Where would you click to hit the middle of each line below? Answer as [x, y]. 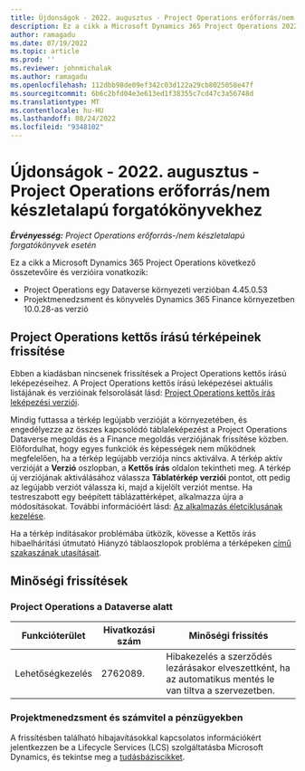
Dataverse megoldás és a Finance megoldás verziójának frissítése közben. [149, 439]
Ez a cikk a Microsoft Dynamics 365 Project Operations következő [133, 262]
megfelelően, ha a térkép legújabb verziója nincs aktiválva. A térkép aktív [147, 458]
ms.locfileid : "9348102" [57, 128]
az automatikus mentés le [220, 680]
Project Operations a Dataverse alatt [91, 607]
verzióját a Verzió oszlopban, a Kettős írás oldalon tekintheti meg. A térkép [151, 468]
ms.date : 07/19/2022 [49, 43]
